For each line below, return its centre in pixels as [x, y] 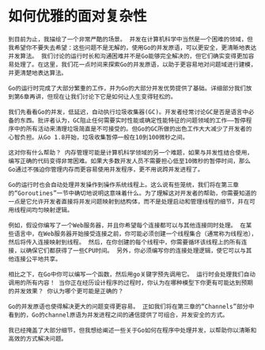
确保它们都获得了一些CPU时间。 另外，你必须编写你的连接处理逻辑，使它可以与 [136, 250]
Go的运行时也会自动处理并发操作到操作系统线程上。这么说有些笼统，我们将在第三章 [124, 185]
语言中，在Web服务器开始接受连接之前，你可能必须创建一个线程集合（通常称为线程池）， [136, 234]
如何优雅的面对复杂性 [78, 16]
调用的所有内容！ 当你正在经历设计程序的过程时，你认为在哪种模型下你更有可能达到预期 [131, 283]
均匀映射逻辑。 [52, 210]
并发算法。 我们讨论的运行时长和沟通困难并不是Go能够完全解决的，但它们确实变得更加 [129, 56]
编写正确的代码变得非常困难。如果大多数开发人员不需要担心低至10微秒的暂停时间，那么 [129, 161]
